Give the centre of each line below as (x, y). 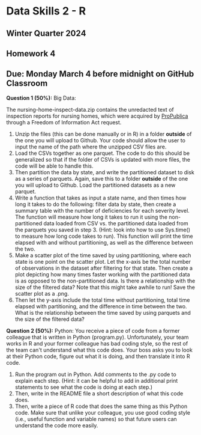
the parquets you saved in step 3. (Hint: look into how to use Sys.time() (103, 230)
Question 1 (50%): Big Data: (41, 98)
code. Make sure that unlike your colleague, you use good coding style (103, 412)
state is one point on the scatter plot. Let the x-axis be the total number (103, 261)
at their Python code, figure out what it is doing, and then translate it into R (98, 356)
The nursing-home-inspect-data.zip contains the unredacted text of (90, 109)
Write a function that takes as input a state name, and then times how (100, 198)
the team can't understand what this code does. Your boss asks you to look (100, 350)
